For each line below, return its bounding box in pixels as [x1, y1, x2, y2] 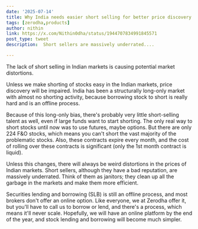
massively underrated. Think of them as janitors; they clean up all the [6, 173, 174, 180]
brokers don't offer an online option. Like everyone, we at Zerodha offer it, [6, 196, 186, 204]
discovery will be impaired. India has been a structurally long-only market [6, 87, 185, 94]
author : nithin [6, 25, 44, 31]
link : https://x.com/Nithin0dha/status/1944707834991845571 [6, 31, 158, 37]
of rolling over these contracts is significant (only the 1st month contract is [6, 143, 187, 150]
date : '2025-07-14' [6, 8, 54, 15]
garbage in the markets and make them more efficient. [6, 179, 139, 186]
